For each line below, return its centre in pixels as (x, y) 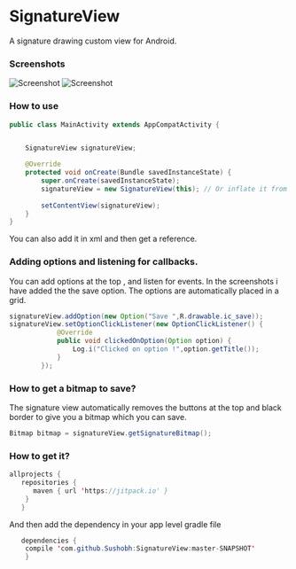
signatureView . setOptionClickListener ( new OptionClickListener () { (136, 324)
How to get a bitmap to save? (73, 388)
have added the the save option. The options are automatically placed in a (144, 291)
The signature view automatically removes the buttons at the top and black (145, 408)
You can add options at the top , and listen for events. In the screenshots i (144, 281)
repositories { (49, 483)
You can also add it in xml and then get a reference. (103, 239)
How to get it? (40, 456)
